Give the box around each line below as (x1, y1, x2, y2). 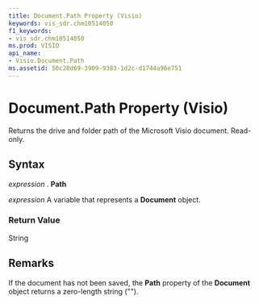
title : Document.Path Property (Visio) (8, 11, 143, 20)
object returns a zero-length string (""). (8, 286, 139, 296)
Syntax (8, 158, 45, 172)
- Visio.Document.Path (8, 57, 85, 65)
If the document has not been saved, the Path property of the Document (8, 277, 251, 287)
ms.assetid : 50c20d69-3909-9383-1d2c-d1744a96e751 (8, 65, 182, 73)
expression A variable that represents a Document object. (8, 194, 202, 204)
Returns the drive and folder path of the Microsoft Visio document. (8, 126, 230, 135)
